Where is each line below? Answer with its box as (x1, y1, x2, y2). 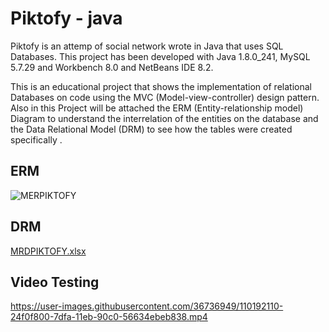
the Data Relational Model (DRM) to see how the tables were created (10, 123, 293, 135)
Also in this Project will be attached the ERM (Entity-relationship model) (10, 102, 304, 114)
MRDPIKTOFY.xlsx (10, 245, 87, 257)
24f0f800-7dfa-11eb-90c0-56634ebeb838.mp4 (10, 311, 208, 323)
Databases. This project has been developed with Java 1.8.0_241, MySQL (10, 50, 311, 62)
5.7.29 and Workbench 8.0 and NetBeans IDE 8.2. (10, 61, 214, 73)
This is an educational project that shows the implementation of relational (10, 80, 312, 92)
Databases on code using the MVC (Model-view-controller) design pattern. (10, 91, 320, 103)
